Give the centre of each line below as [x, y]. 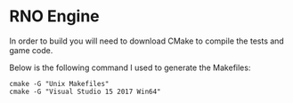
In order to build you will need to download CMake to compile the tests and [147, 41]
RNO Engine [54, 16]
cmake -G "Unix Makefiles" [59, 83]
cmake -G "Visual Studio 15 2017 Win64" [85, 91]
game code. [31, 50]
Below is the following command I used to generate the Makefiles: [130, 67]
